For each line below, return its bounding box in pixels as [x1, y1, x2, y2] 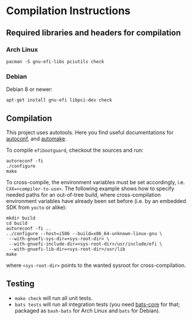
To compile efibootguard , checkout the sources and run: [6, 146, 144, 154]
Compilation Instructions [6, 4, 131, 18]
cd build [6, 220, 28, 226]
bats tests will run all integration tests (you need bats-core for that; [14, 301, 180, 308]
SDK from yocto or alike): [6, 204, 67, 211]
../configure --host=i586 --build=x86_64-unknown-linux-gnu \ [6, 230, 162, 237]
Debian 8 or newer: [6, 86, 53, 93]
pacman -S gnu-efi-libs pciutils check [6, 58, 105, 64]
